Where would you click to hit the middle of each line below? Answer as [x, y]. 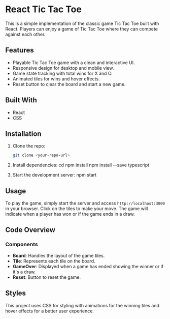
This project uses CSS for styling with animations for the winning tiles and [82, 305]
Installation [23, 134]
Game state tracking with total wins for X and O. [62, 73]
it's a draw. [24, 272]
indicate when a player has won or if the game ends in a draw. [70, 214]
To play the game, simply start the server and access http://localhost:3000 [85, 203]
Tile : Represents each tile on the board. [54, 261]
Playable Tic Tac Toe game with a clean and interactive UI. [74, 63]
